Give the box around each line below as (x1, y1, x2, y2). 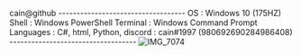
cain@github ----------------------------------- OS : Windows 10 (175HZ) (9, 8, 282, 18)
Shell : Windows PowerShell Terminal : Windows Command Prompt (9, 17, 259, 28)
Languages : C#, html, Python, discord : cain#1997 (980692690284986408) (9, 27, 293, 37)
